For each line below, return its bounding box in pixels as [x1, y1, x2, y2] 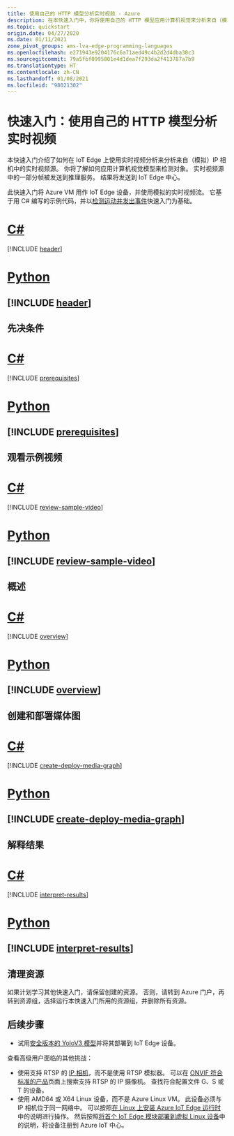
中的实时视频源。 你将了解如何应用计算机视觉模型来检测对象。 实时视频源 [13, 165, 224, 173]
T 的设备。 [17, 1086, 48, 1094]
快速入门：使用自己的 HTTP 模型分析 [7, 114, 217, 130]
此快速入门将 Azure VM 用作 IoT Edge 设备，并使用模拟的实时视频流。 [7, 188, 208, 196]
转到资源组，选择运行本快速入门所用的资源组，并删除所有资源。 [7, 996, 190, 1005]
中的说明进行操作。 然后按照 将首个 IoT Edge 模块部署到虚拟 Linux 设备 [17, 1112, 219, 1121]
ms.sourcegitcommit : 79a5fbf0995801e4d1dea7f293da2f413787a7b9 [7, 56, 195, 63]
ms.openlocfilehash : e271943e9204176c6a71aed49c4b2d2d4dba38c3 [7, 50, 195, 57]
